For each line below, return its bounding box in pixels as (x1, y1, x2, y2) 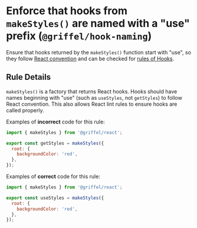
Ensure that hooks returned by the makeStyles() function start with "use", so (6, 48, 192, 56)
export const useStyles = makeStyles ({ (6, 195, 104, 201)
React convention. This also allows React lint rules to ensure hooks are (6, 100, 178, 108)
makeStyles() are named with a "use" (6, 17, 190, 30)
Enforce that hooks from (6, 4, 128, 18)
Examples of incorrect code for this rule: (6, 118, 105, 125)
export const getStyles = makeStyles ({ (6, 140, 104, 146)
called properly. (6, 106, 44, 113)
